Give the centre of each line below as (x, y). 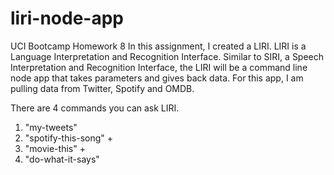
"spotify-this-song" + (69, 138)
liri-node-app (67, 18)
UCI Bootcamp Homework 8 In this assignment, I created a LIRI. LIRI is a (158, 46)
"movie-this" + (55, 148)
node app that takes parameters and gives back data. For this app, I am (157, 78)
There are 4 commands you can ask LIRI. (95, 108)
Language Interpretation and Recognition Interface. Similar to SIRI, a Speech (167, 56)
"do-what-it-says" (62, 159)
